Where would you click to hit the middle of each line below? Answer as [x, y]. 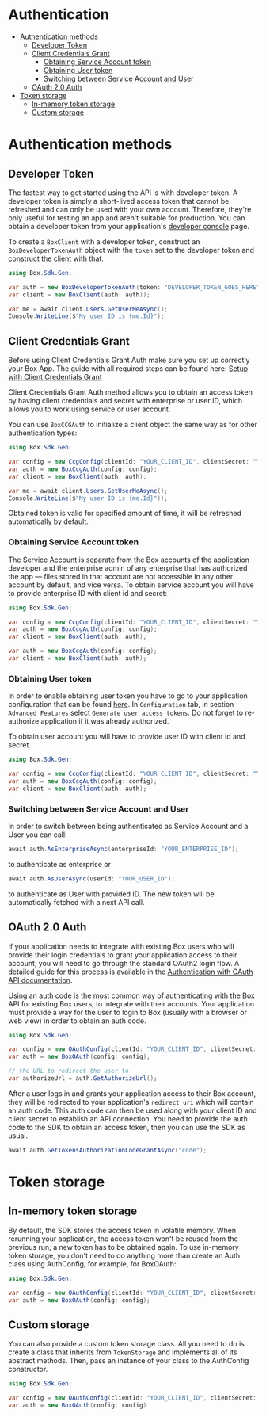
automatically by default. [48, 521]
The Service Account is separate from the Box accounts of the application [129, 560]
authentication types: [43, 433]
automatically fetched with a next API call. [76, 902]
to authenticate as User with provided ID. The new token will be [112, 894]
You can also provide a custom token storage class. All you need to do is [127, 1344]
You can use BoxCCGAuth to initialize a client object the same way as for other [133, 425]
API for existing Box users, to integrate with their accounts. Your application [131, 1003]
